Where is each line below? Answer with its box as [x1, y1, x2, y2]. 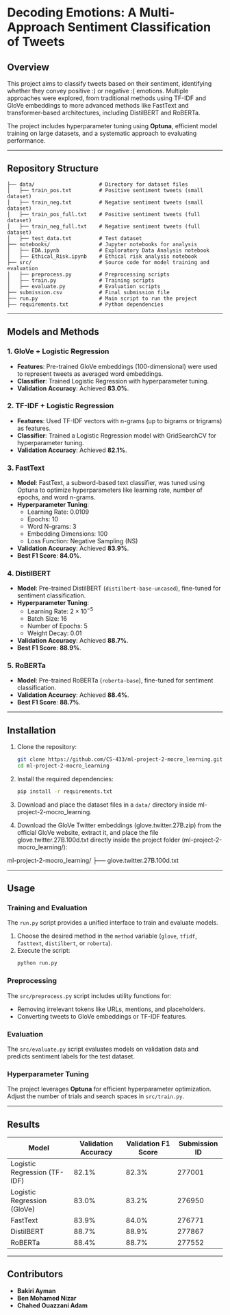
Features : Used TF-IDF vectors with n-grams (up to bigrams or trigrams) [16, 416, 222, 425]
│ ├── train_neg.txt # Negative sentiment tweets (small [7, 199, 204, 206]
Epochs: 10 [27, 515, 59, 523]
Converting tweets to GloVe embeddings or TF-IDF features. [16, 1012, 187, 1020]
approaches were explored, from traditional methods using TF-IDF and [7, 94, 207, 102]
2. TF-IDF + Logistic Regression [7, 401, 114, 411]
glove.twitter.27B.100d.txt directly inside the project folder [16, 836, 181, 844]
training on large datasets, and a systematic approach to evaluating [7, 129, 197, 137]
